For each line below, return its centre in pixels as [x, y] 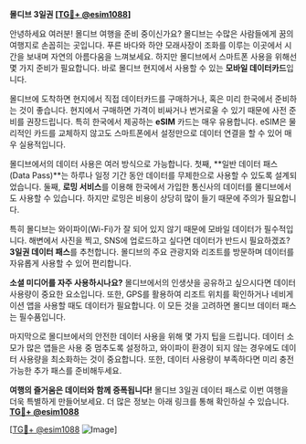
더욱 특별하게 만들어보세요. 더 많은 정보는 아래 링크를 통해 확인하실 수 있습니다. [149, 402]
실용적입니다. [42, 144]
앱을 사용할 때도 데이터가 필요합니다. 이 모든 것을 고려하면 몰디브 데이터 [153, 306]
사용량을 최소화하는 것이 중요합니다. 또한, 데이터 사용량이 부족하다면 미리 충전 [157, 359]
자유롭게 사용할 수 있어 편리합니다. [70, 263]
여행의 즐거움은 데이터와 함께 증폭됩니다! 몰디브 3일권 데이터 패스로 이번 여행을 [149, 390]
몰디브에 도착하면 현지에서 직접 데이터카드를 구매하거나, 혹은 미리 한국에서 [141, 99]
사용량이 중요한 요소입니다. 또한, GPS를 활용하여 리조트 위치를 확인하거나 [139, 294]
